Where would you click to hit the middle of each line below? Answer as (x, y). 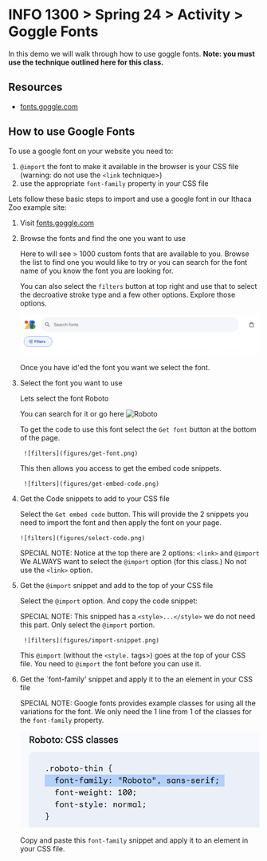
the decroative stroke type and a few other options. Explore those (128, 294)
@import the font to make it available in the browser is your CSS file (129, 166)
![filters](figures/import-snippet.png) (92, 641)
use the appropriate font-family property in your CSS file (114, 183)
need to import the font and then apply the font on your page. (120, 523)
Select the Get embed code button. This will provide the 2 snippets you (134, 514)
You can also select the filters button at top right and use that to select (138, 286)
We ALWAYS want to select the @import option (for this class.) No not (133, 562)
